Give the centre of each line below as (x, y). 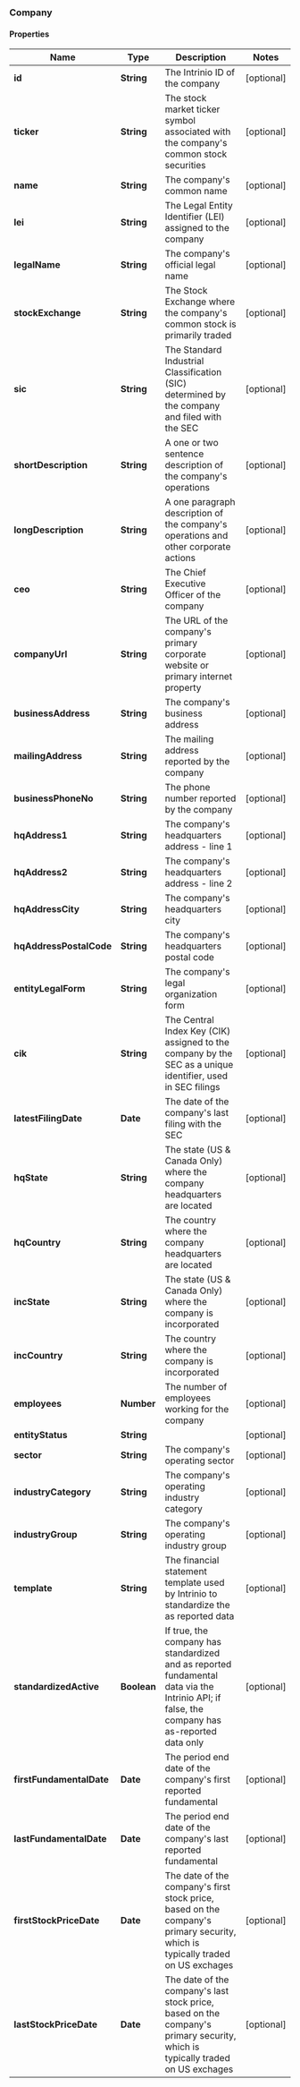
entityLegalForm (50, 989)
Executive (185, 584)
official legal (190, 265)
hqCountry (37, 1243)
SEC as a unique (199, 1065)
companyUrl (41, 654)
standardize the (197, 1606)
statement (186, 1572)
